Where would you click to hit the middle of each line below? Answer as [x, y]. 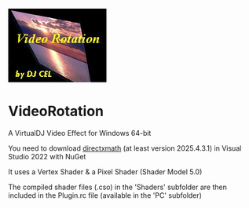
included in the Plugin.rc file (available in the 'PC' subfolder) [105, 195]
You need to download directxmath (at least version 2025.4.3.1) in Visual [125, 148]
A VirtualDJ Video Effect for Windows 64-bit [80, 133]
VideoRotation [56, 111]
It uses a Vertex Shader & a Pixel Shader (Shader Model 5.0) [105, 172]
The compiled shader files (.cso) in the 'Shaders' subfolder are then [118, 187]
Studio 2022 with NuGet [47, 156]
